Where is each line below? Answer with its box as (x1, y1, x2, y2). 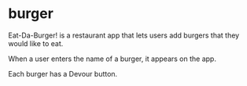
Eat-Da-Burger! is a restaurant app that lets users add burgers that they (8, 30, 240, 40)
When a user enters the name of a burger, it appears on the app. (8, 54, 216, 63)
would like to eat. (8, 38, 64, 48)
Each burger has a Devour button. (8, 69, 118, 78)
